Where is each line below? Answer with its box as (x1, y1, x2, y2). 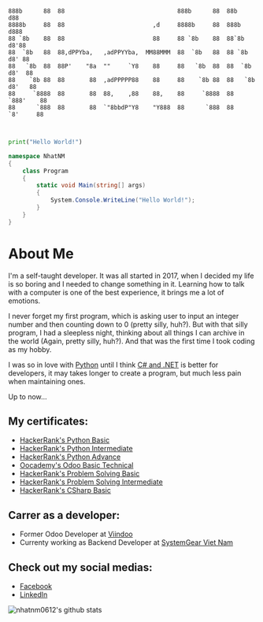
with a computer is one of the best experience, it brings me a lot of (8, 287, 224, 297)
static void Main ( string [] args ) (36, 182, 146, 190)
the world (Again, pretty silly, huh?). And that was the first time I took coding (8, 336, 255, 346)
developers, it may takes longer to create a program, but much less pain (8, 368, 242, 378)
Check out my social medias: (8, 561, 153, 574)
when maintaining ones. (8, 376, 86, 386)
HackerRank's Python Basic (19, 435, 110, 445)
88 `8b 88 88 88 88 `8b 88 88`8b (8, 35, 245, 43)
